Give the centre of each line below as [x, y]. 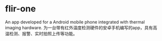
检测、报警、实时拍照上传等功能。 [43, 33]
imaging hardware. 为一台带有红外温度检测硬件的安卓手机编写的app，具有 [79, 28]
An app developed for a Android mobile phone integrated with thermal [75, 22]
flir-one [21, 9]
